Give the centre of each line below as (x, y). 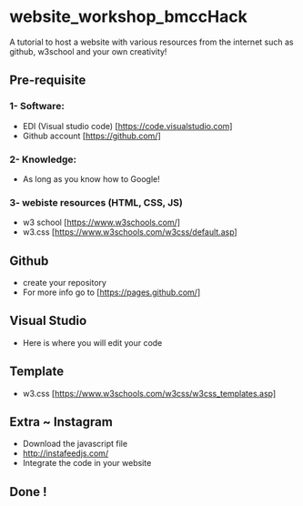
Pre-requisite (48, 81)
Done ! (28, 492)
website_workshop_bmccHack (128, 17)
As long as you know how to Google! (91, 178)
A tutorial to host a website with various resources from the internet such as (151, 42)
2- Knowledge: (43, 159)
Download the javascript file (75, 444)
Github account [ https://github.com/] (91, 136)
